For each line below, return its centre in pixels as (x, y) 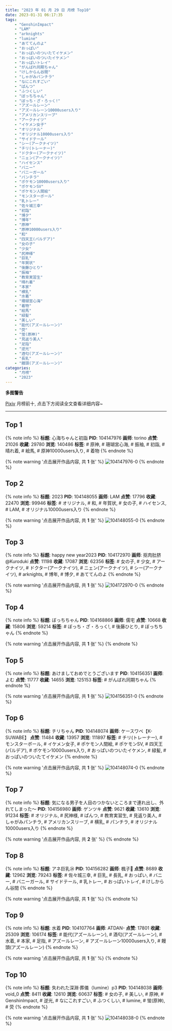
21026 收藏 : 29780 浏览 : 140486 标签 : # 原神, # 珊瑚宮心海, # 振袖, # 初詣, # (85, 444)
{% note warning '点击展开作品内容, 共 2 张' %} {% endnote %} (72, 839)
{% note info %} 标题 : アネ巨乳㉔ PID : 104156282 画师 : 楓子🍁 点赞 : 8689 (81, 868)
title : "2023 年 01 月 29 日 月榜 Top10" (48, 10)
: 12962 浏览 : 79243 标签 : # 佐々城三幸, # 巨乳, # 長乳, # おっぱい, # (81, 875)
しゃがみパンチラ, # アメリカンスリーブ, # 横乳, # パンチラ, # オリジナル (81, 822)
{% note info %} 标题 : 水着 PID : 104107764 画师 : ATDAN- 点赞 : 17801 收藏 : (83, 928)
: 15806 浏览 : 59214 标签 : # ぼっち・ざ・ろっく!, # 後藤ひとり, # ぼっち (84, 627)
